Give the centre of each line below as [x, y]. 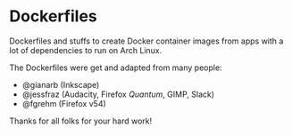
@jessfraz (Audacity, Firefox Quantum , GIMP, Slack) [118, 94]
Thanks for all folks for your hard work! [81, 121]
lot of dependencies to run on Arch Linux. [86, 50]
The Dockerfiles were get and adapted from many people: [116, 67]
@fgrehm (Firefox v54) [64, 103]
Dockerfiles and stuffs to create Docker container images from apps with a [146, 41]
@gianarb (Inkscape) [61, 84]
